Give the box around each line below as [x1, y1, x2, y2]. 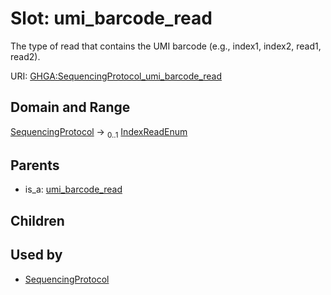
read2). [10, 50, 41, 62]
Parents [10, 157, 60, 174]
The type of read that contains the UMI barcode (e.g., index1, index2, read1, [10, 40, 322, 52]
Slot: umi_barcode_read [10, 7, 213, 30]
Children [10, 212, 65, 229]
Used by [10, 247, 63, 264]
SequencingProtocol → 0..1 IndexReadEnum [10, 125, 188, 140]
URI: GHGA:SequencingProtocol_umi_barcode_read [10, 70, 223, 82]
